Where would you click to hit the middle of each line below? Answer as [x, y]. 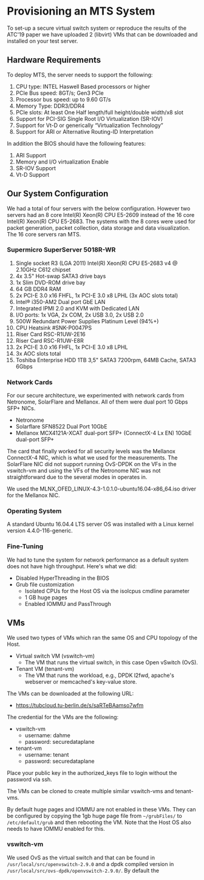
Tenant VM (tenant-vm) [45, 669]
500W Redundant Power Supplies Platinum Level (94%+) [87, 321]
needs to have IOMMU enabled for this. [56, 828]
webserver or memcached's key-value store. [81, 681]
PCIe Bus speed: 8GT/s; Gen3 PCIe [59, 93]
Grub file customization [45, 584]
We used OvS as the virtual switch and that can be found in [81, 858]
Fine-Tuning [25, 546]
